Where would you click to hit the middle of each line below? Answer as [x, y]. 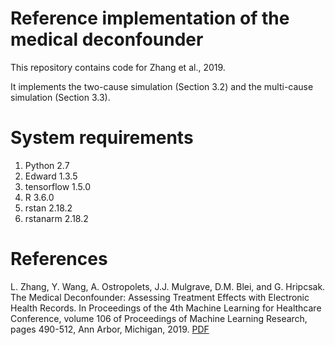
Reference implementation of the [150, 18]
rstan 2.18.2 [48, 208]
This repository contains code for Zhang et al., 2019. [118, 67]
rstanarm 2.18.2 [56, 218]
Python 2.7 [47, 165]
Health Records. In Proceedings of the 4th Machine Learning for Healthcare [166, 308]
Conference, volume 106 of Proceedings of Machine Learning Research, [159, 318]
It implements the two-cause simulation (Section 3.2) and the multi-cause [162, 86]
